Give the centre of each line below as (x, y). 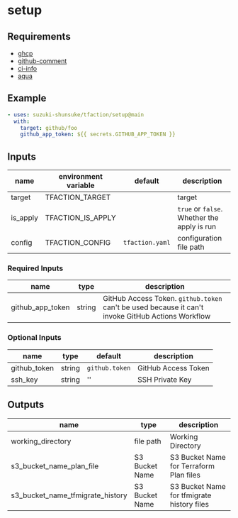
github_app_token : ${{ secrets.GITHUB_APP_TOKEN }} (98, 134)
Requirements (39, 37)
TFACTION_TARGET (78, 197)
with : (22, 121)
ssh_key (24, 380)
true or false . (200, 209)
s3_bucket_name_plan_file (55, 465)
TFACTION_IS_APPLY (81, 218)
